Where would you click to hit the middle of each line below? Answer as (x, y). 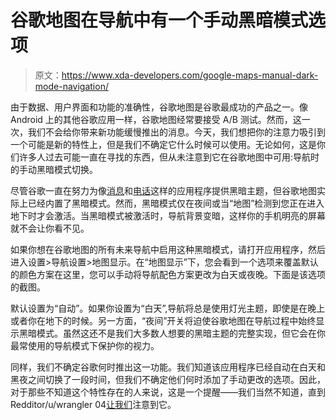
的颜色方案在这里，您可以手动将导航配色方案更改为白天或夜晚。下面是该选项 (168, 274)
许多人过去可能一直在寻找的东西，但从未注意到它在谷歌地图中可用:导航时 (169, 157)
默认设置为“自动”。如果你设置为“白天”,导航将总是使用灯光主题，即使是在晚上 (168, 308)
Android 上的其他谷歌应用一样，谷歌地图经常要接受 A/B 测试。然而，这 (156, 119)
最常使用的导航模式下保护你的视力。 (85, 345)
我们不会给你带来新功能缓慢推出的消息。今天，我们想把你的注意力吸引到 (176, 132)
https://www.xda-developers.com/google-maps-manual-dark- (190, 75)
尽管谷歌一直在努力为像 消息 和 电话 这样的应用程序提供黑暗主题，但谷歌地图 (163, 190)
